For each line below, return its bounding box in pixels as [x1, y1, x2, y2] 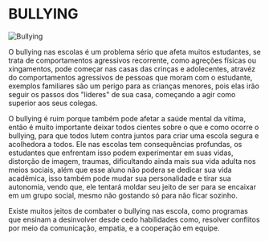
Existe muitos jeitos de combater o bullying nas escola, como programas [8, 206, 249, 215]
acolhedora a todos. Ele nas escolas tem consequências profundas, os [8, 139, 243, 149]
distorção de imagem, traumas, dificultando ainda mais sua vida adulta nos [8, 156, 256, 165]
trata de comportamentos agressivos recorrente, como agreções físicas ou [8, 55, 257, 65]
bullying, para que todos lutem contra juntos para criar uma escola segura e [8, 130, 259, 141]
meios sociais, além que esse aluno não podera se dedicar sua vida [8, 165, 232, 174]
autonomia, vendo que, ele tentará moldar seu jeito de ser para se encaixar [8, 182, 257, 191]
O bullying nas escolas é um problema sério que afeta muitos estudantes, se [8, 47, 261, 56]
